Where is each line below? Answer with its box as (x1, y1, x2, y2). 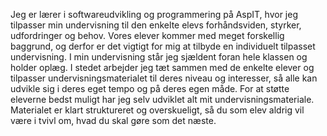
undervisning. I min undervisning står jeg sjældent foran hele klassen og (10, 51, 308, 63)
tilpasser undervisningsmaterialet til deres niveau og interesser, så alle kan (10, 72, 318, 84)
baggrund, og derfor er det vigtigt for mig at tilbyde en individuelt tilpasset (10, 40, 316, 52)
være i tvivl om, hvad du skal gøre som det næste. (10, 115, 217, 126)
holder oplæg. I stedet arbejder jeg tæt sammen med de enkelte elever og (10, 62, 315, 73)
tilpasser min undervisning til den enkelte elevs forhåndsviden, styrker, (10, 19, 302, 31)
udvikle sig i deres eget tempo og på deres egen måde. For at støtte (10, 83, 290, 94)
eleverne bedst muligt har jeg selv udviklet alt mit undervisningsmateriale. (10, 94, 315, 105)
